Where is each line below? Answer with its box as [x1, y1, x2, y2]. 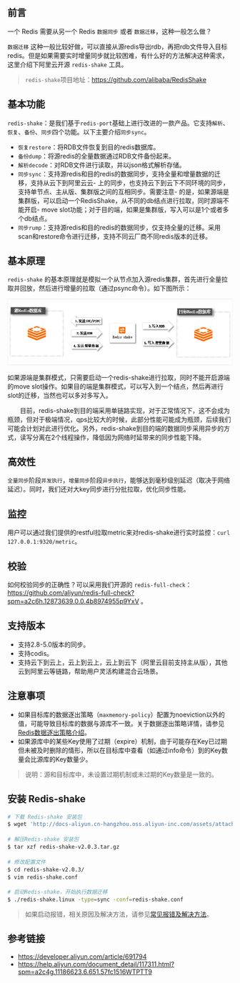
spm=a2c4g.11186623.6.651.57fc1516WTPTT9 [17, 967, 152, 976]
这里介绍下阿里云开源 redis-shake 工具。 [7, 60, 128, 69]
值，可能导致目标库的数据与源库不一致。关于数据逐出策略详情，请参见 [17, 719, 225, 727]
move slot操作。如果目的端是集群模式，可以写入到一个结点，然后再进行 [13, 381, 224, 391]
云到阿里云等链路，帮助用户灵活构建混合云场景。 [17, 667, 162, 675]
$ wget [7, 821, 27, 828]
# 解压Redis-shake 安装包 [7, 836, 79, 843]
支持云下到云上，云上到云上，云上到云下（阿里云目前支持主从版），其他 [17, 658, 228, 667]
